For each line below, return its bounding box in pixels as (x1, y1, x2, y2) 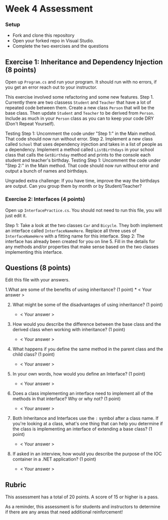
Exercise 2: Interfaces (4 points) (5, 196, 85, 203)
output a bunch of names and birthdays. (5, 168, 88, 174)
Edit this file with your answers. (5, 277, 70, 283)
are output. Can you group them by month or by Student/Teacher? (5, 183, 142, 189)
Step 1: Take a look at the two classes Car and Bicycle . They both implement (5, 222, 163, 228)
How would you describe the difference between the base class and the (12, 321, 161, 327)
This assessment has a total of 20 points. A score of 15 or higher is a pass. (5, 494, 159, 500)
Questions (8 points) (5, 263, 71, 272)
